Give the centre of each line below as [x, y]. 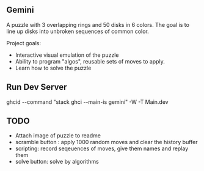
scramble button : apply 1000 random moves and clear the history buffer [106, 142]
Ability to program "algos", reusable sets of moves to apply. [90, 61]
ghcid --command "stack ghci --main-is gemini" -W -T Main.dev [88, 102]
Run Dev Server [37, 87]
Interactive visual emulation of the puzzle [67, 55]
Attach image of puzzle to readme [58, 136]
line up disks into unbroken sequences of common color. [78, 31]
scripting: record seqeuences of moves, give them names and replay [102, 148]
